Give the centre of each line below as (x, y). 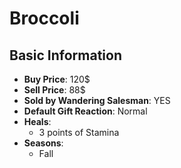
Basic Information (66, 55)
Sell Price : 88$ (54, 90)
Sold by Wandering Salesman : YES (97, 100)
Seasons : (43, 143)
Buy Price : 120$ (57, 79)
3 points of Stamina (79, 132)
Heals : (37, 121)
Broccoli (44, 18)
